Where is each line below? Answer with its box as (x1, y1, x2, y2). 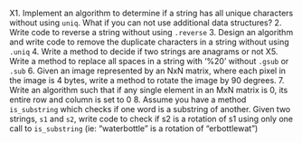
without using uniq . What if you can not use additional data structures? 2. (9, 17, 282, 28)
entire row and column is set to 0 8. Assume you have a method (9, 94, 247, 105)
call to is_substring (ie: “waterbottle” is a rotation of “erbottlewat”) (9, 123, 259, 134)
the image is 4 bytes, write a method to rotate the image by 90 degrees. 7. (9, 75, 285, 85)
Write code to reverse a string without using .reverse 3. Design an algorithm (9, 27, 294, 37)
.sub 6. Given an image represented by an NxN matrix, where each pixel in (9, 65, 287, 76)
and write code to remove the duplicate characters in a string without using (9, 36, 289, 47)
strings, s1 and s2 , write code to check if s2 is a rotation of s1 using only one (9, 113, 294, 124)
